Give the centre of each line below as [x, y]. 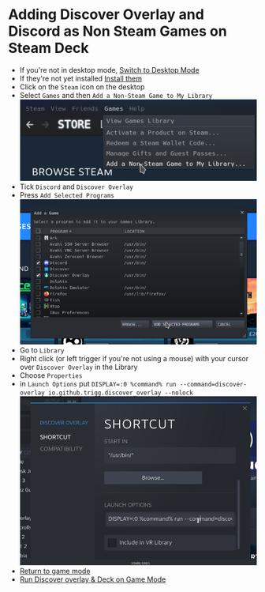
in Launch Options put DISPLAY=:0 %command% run [98, 383]
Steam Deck [49, 48]
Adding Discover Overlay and [106, 15]
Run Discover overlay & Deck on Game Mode [93, 579]
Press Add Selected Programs [67, 195]
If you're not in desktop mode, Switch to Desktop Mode [109, 70]
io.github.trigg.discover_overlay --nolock [121, 393]
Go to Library [42, 350]
